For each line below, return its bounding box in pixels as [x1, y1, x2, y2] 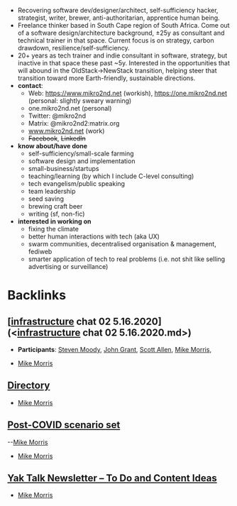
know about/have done [17, 142, 87, 150]
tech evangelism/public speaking [28, 180, 126, 187]
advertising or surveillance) [28, 263, 109, 270]
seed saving [28, 194, 64, 203]
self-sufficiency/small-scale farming [28, 149, 134, 158]
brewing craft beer [28, 202, 83, 210]
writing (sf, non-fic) [28, 209, 85, 218]
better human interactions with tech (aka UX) [28, 232, 160, 241]
